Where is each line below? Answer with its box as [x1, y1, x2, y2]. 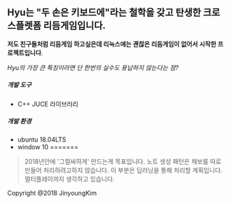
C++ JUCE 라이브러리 [17, 100, 78, 108]
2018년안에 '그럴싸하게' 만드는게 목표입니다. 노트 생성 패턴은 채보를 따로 [24, 157, 222, 165]
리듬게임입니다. [43, 20, 106, 32]
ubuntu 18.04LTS [17, 135, 66, 144]
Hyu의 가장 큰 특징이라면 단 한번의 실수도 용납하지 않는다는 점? [7, 63, 179, 72]
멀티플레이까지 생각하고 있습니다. [24, 175, 115, 183]
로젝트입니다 [7, 48, 42, 57]
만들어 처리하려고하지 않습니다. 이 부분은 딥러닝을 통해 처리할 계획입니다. [24, 165, 223, 174]
